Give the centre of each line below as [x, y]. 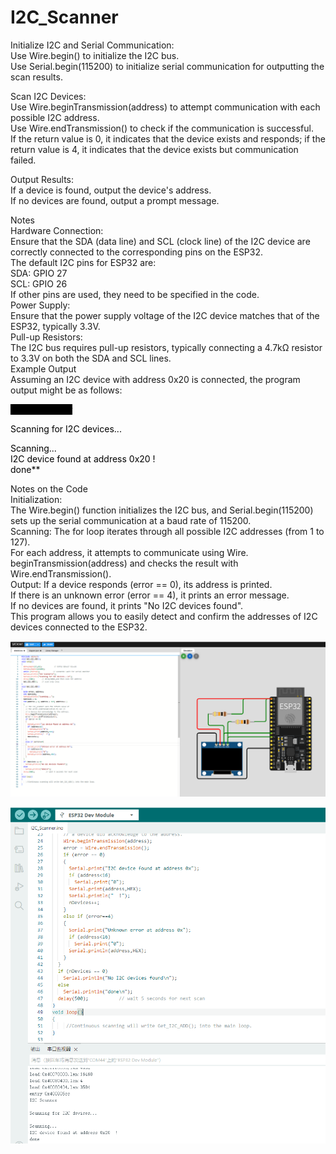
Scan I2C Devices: [48, 96]
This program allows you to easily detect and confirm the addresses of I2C [164, 616]
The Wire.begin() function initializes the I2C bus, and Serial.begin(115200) [162, 510]
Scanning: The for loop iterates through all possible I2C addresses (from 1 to [167, 531]
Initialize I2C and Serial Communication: [92, 45]
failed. [23, 160]
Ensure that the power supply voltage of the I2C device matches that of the [165, 315]
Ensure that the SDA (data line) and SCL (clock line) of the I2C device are [160, 241]
